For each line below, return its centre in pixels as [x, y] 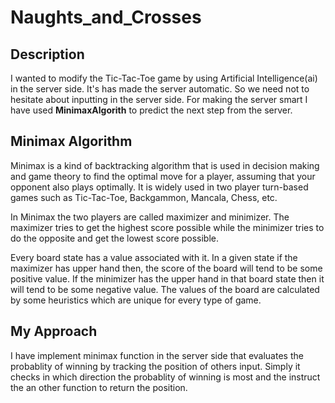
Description [47, 54]
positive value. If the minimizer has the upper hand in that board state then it [167, 278]
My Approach [54, 331]
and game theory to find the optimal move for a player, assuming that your [163, 176]
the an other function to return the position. [99, 387]
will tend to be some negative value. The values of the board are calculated [165, 289]
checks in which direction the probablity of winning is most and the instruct [165, 377]
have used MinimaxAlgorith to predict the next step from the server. [151, 110]
